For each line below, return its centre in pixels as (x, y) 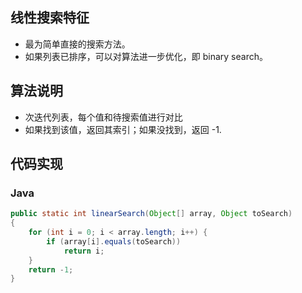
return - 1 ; (51, 269)
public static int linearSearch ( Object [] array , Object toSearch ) (151, 214)
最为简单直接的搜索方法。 (77, 44)
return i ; (84, 251)
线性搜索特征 (50, 18)
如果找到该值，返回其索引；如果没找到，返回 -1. (123, 129)
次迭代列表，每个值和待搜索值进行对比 (103, 117)
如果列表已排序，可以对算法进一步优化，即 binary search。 (146, 56)
